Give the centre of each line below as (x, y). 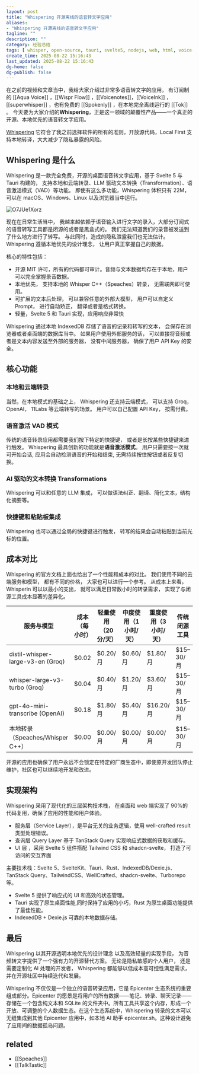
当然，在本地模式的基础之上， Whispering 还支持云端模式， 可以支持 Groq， (99, 401)
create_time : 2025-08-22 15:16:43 (49, 56)
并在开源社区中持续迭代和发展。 (45, 976)
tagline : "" (21, 34)
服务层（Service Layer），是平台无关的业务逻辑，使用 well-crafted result (102, 826)
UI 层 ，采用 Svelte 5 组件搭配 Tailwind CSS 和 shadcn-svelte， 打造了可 (103, 848)
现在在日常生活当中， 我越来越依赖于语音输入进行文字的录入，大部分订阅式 (98, 222)
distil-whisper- (31, 654)
